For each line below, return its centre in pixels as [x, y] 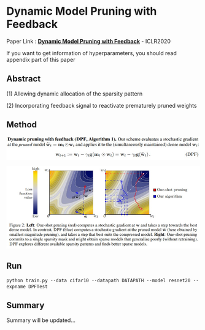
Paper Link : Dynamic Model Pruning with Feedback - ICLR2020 [88, 41]
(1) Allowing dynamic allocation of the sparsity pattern [75, 94]
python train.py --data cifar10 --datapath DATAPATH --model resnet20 [99, 281]
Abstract [24, 79]
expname [16, 287]
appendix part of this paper [41, 59]
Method [22, 125]
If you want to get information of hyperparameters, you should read [91, 53]
